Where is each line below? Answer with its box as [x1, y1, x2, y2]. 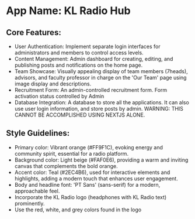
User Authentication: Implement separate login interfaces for [14, 43, 161, 50]
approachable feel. [14, 187, 60, 194]
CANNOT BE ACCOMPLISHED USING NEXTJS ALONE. [14, 111, 145, 118]
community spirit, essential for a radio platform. [14, 150, 129, 157]
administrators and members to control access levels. [14, 49, 144, 56]
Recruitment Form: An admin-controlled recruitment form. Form [14, 87, 168, 93]
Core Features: [6, 28, 61, 37]
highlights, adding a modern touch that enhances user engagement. [14, 174, 178, 182]
